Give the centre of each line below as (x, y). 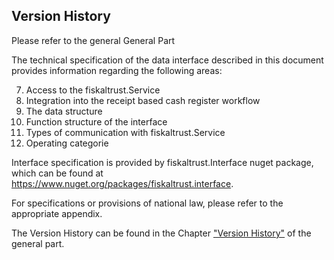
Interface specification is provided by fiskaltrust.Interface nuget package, (162, 162)
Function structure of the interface (96, 121)
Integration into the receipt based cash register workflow (143, 100)
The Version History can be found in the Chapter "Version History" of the (161, 233)
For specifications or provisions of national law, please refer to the (147, 203)
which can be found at (57, 173)
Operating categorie (67, 143)
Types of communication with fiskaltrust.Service (125, 132)
